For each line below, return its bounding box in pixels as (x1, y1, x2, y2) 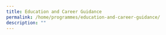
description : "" (6, 20, 46, 26)
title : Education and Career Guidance (6, 8, 102, 15)
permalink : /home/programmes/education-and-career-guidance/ (6, 14, 161, 20)
